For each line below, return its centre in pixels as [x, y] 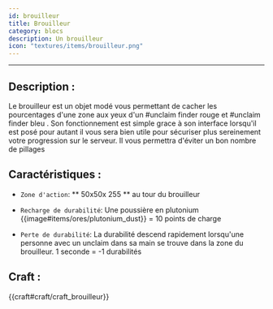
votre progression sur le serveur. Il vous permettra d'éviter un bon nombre [132, 140]
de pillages [27, 149]
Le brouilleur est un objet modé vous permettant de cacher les [113, 105]
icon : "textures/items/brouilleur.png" [76, 46]
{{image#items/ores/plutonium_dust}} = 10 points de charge [121, 218]
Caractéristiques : [55, 175]
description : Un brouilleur [56, 39]
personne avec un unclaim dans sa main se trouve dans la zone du [132, 242]
